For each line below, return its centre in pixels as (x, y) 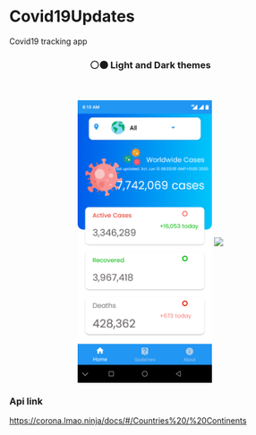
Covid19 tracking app (48, 41)
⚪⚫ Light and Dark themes (150, 64)
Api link (26, 401)
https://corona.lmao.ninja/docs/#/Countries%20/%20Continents (128, 421)
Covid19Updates (73, 17)
